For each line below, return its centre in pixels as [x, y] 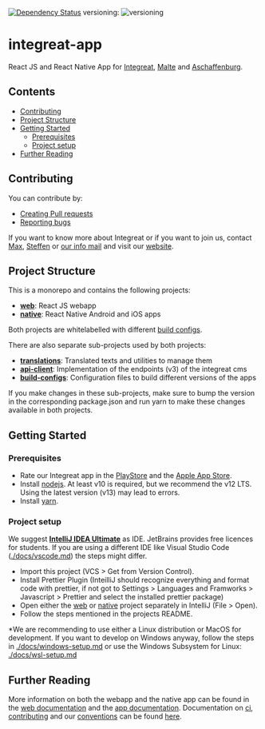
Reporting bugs [45, 222]
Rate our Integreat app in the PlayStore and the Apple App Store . [126, 476]
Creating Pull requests [56, 213]
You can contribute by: [45, 198]
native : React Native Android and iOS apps [90, 314]
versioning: [101, 12]
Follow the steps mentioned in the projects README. [106, 614]
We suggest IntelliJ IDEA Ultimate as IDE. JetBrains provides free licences [131, 539]
